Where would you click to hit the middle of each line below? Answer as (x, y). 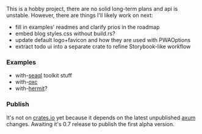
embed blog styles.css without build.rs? (65, 33)
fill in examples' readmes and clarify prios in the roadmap (87, 27)
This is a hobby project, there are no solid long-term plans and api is (92, 9)
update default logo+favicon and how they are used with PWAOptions (103, 40)
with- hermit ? (31, 88)
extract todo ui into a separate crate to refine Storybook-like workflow (103, 46)
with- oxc (26, 82)
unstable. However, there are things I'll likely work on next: (80, 15)
